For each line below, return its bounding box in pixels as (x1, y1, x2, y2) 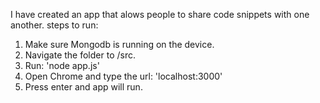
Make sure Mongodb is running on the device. (24, 39, 215, 50)
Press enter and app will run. (24, 81, 143, 93)
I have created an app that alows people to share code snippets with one (10, 9, 310, 20)
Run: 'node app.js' (24, 60, 100, 71)
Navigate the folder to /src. (24, 49, 136, 61)
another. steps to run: (10, 19, 99, 31)
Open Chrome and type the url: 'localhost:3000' (24, 70, 223, 82)
